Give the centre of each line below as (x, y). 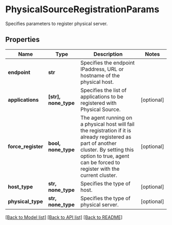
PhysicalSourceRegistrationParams (82, 9)
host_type (20, 187)
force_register (26, 146)
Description (108, 54)
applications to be (102, 97)
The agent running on (106, 118)
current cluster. (99, 175)
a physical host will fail (107, 124)
